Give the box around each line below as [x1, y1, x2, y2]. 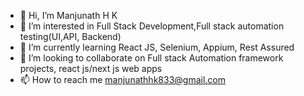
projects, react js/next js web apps [19, 63, 163, 74]
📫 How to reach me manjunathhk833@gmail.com [19, 74, 226, 85]
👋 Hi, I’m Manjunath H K [19, 10, 118, 21]
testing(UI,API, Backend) [19, 31, 122, 42]
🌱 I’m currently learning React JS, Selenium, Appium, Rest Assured [19, 41, 295, 53]
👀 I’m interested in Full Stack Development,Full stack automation [19, 20, 285, 32]
